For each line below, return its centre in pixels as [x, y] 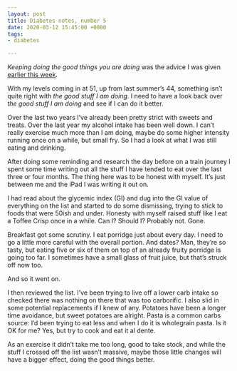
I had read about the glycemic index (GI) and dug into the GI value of [108, 198]
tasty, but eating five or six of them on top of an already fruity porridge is [114, 250]
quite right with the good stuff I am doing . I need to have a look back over [115, 96]
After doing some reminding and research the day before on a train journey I [119, 162]
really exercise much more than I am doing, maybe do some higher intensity [118, 133]
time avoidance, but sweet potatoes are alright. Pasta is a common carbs [114, 315]
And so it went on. [34, 279]
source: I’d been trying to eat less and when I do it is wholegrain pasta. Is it [117, 323]
